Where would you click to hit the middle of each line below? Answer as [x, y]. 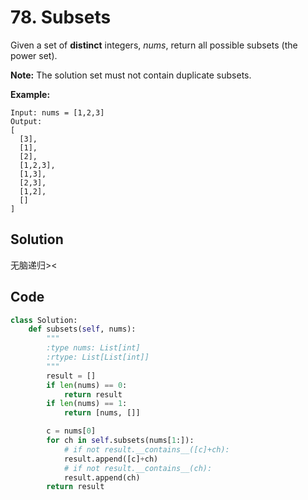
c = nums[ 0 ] [71, 431]
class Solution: [44, 320]
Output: [26, 121]
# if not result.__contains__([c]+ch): [146, 449]
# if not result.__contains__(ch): [138, 468]
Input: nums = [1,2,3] [57, 112]
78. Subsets [61, 17]
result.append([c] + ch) [111, 459]
